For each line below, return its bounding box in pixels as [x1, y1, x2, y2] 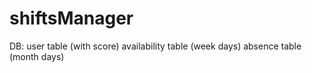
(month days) [9, 50, 65, 62]
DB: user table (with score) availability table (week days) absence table [9, 40, 302, 52]
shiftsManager [9, 7, 134, 30]
